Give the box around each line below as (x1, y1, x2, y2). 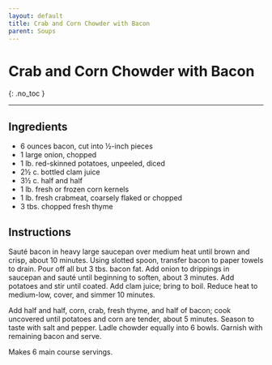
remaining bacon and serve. (8, 331, 102, 341)
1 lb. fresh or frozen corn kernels (19, 184, 130, 195)
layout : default (8, 11, 63, 20)
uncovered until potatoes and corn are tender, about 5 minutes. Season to (8, 314, 255, 324)
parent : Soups (8, 27, 57, 35)
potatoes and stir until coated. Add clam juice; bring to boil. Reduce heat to (8, 281, 258, 290)
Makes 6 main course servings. (8, 346, 113, 357)
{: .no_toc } (8, 88, 45, 98)
